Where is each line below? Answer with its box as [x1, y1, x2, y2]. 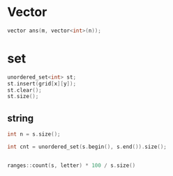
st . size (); [7, 93, 39, 100]
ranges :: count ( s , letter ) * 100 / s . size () [7, 161, 136, 169]
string [7, 112, 34, 124]
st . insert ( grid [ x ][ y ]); [7, 80, 77, 87]
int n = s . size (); [7, 131, 61, 138]
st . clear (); [7, 86, 42, 94]
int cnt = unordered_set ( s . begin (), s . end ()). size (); [7, 143, 167, 150]
